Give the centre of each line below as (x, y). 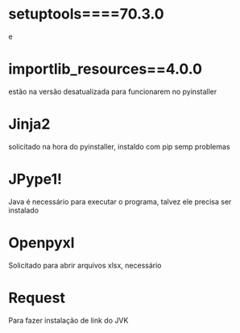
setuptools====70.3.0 (86, 14)
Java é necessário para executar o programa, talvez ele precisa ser (120, 201)
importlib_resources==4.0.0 (106, 69)
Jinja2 (29, 124)
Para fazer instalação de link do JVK (68, 320)
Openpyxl (41, 242)
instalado (23, 210)
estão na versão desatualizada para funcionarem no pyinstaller (113, 91)
